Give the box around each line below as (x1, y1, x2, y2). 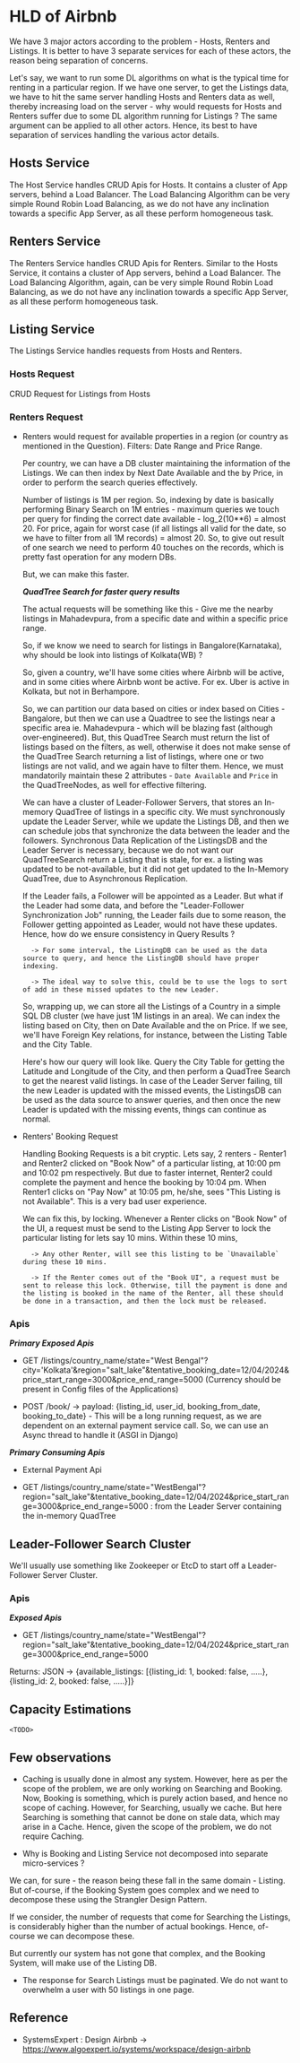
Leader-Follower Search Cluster (9, 1536, 192, 1552)
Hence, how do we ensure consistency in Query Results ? (21, 928, 236, 939)
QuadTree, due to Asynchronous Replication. (21, 872, 188, 884)
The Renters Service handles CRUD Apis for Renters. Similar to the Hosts (9, 257, 279, 268)
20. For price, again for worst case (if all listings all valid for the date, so (21, 523, 287, 533)
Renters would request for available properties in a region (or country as (21, 430, 289, 441)
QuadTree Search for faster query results (21, 585, 181, 597)
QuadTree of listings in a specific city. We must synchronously (55, 806, 286, 817)
